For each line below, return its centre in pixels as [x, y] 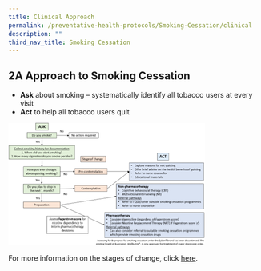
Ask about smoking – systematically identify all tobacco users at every [136, 95]
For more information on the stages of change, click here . [103, 258]
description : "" [35, 34]
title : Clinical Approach [51, 17]
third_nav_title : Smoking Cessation [69, 42]
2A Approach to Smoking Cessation [99, 76]
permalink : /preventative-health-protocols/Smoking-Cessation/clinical [130, 25]
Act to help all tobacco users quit [74, 112]
